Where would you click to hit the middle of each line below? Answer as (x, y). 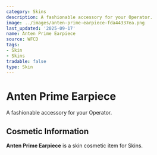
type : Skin (20, 67)
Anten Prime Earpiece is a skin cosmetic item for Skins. (75, 145)
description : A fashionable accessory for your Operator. (79, 17)
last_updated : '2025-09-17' (41, 28)
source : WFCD (22, 39)
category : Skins (26, 12)
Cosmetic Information (48, 131)
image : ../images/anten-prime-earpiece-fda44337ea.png (76, 23)
